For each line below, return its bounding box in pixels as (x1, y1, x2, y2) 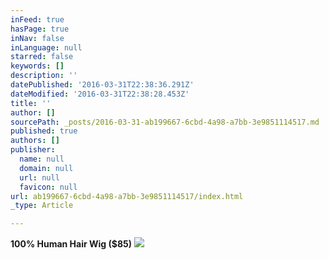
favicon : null (19, 182, 78, 192)
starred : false (10, 52, 74, 62)
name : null (19, 154, 65, 164)
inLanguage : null (10, 42, 83, 53)
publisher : (10, 145, 56, 155)
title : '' (10, 98, 52, 108)
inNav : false (10, 33, 65, 43)
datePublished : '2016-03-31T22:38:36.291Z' (10, 80, 195, 90)
